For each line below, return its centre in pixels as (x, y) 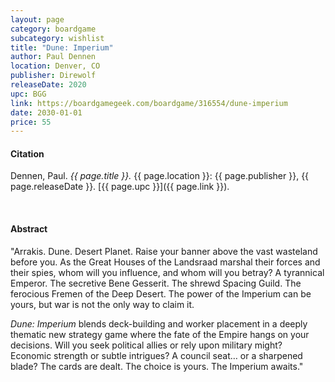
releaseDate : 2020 (48, 85)
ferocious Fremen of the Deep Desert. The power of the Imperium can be (161, 293)
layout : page (37, 19)
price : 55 (31, 122)
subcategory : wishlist (57, 38)
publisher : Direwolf (53, 76)
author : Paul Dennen (53, 57)
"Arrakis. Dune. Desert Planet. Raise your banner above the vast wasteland (164, 251)
